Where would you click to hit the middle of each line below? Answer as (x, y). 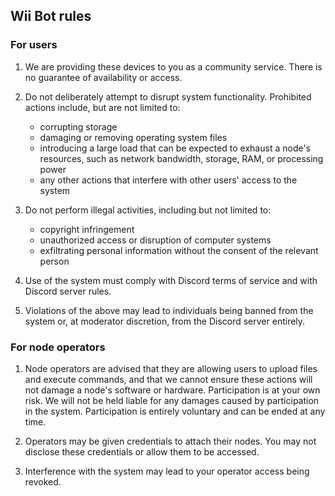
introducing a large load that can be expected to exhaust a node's (175, 148)
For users (34, 45)
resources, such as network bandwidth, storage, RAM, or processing (181, 158)
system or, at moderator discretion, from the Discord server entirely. (165, 321)
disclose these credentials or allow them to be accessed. (142, 451)
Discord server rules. (68, 291)
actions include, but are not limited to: (102, 107)
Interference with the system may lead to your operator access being (167, 471)
